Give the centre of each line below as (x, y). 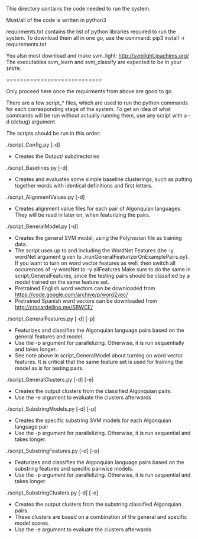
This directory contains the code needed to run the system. (78, 9)
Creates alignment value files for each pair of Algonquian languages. (98, 208)
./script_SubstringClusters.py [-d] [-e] (52, 493)
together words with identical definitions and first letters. (84, 186)
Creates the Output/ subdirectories (57, 156)
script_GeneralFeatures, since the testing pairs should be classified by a (102, 276)
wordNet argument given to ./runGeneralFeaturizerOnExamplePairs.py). (102, 257)
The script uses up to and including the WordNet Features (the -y (94, 251)
